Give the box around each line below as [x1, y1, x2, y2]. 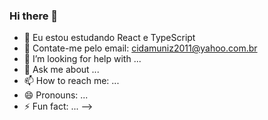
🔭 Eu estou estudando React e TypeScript [23, 32, 196, 44]
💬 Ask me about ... [23, 64, 100, 76]
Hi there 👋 [9, 9, 59, 23]
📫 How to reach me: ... [23, 75, 120, 87]
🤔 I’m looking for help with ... [23, 53, 142, 65]
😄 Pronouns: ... [23, 89, 89, 101]
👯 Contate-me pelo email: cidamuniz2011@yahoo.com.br [23, 42, 258, 54]
